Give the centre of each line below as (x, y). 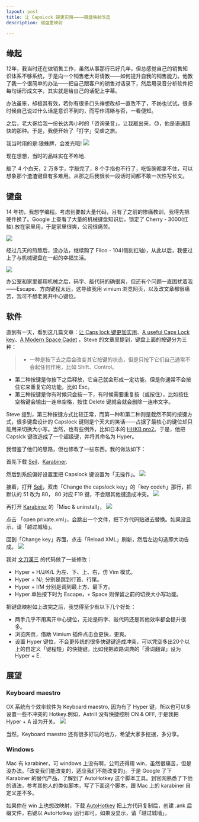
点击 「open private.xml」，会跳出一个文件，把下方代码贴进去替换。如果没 (96, 519)
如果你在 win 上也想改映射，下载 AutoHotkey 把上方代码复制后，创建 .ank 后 (99, 805)
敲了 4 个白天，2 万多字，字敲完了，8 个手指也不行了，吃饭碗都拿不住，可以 (99, 169)
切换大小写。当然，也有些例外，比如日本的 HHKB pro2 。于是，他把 (103, 429)
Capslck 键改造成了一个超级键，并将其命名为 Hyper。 (72, 436)
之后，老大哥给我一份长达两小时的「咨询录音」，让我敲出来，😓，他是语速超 (98, 123)
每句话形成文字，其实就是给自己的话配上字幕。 (63, 91)
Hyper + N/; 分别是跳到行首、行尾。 (58, 579)
